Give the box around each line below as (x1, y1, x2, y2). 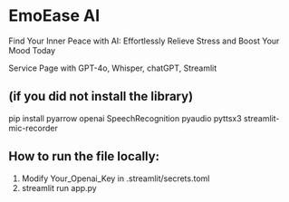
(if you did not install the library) (8, 89, 194, 104)
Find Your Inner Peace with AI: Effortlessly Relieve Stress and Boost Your (8, 35, 280, 46)
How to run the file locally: (8, 149, 160, 164)
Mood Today (8, 44, 56, 55)
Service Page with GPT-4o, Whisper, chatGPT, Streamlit (8, 63, 217, 73)
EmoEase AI (8, 5, 101, 26)
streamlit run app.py (21, 182, 97, 193)
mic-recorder (8, 122, 58, 133)
